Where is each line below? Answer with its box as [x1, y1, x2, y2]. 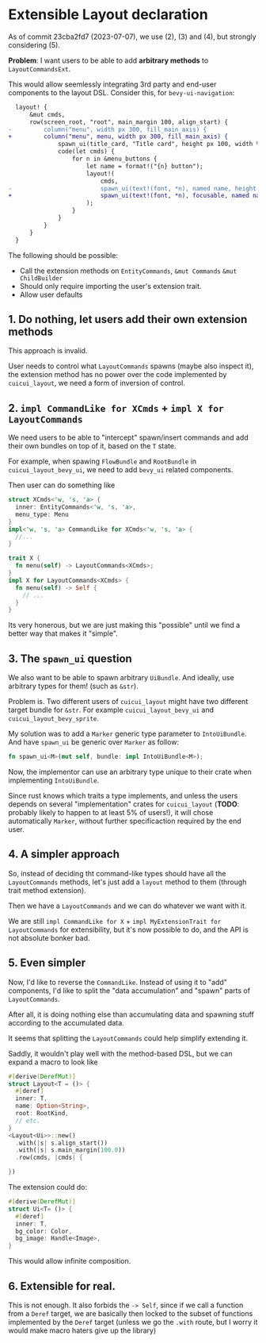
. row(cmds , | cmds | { [15, 1153, 83, 1162]
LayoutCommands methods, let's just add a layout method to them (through [8, 877, 247, 887]
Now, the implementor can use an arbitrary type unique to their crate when [8, 768, 252, 776]
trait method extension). [8, 885, 87, 895]
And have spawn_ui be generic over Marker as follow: [8, 737, 180, 747]
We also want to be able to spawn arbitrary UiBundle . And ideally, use [8, 673, 235, 683]
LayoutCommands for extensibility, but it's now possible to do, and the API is [8, 925, 249, 934]
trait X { [8, 554, 41, 563]
